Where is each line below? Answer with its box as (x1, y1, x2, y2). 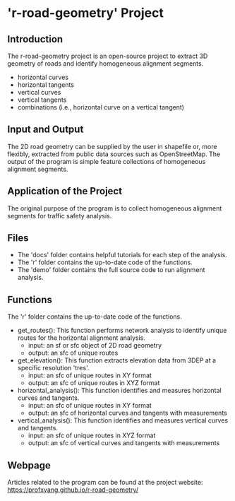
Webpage (7, 459, 51, 471)
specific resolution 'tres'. (17, 364, 90, 372)
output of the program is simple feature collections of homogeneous (7, 157, 206, 165)
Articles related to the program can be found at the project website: (7, 478, 203, 487)
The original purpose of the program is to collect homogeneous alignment (7, 204, 222, 213)
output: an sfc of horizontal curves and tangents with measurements (28, 408, 227, 418)
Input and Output (7, 124, 84, 136)
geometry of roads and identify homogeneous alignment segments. (7, 59, 204, 68)
